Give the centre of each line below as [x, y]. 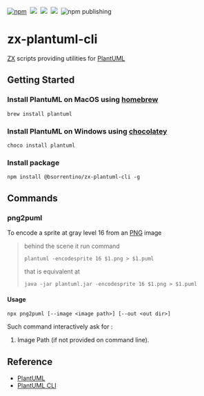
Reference [30, 362]
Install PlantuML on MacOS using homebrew [83, 100]
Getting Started [41, 80]
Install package [33, 163]
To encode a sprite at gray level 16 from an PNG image [84, 232]
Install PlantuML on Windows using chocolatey [87, 131]
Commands [33, 198]
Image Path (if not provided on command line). [83, 340]
